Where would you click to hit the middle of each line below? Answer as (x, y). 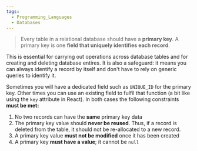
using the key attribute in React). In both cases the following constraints (93, 99)
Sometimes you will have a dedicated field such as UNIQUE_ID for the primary (98, 87)
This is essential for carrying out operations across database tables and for (97, 57)
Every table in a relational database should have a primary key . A (100, 39)
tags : (13, 11)
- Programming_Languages (42, 17)
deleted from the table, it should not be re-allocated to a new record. (98, 129)
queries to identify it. (31, 75)
